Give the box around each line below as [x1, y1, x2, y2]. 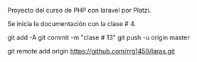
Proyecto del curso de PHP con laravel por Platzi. [7, 6, 151, 14]
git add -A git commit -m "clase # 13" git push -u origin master [7, 33, 190, 42]
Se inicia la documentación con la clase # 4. [7, 20, 137, 27]
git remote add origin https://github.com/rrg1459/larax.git [7, 47, 176, 55]
